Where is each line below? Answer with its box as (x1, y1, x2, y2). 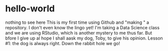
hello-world (5, 3, 55, 14)
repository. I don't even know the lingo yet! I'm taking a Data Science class (5, 24, 160, 30)
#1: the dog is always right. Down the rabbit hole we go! (5, 40, 120, 46)
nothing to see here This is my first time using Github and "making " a (5, 19, 149, 25)
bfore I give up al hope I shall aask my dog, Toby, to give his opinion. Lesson (5, 35, 163, 41)
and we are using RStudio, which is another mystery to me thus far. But (5, 30, 152, 36)
